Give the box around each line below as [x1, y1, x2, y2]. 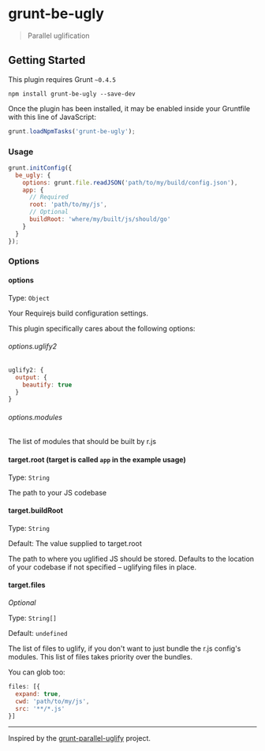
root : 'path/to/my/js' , [28, 200, 108, 209]
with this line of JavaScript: [8, 112, 97, 121]
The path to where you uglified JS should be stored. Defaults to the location [8, 554, 255, 563]
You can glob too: [8, 667, 65, 677]
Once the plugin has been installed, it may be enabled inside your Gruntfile [8, 103, 251, 113]
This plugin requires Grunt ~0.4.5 [8, 74, 117, 84]
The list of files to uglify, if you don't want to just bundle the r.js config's [8, 644, 241, 653]
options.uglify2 [8, 342, 58, 351]
